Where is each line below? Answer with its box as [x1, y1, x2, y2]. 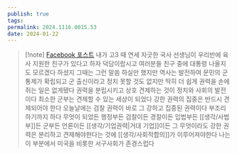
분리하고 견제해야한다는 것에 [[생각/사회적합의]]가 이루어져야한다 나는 [38, 131, 231, 139]
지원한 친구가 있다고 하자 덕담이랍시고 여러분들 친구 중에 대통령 [32, 60, 208, 68]
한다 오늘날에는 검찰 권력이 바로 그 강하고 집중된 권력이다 [49, 104, 208, 112]
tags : [7, 17, 23, 24]
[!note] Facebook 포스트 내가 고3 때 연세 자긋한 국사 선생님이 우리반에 [24, 50, 221, 59]
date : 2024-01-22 [7, 30, 59, 38]
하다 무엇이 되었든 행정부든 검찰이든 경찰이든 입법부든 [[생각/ [49, 113, 218, 121]
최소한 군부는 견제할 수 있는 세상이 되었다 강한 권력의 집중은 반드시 [38, 95, 223, 104]
